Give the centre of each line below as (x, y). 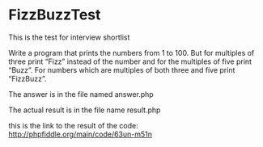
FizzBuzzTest (55, 15)
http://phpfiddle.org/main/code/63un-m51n (80, 134)
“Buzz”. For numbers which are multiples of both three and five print (122, 69)
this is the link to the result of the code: (74, 125)
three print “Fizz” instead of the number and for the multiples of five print (130, 61)
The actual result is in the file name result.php (85, 110)
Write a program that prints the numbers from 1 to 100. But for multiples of (131, 52)
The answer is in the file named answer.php (81, 94)
